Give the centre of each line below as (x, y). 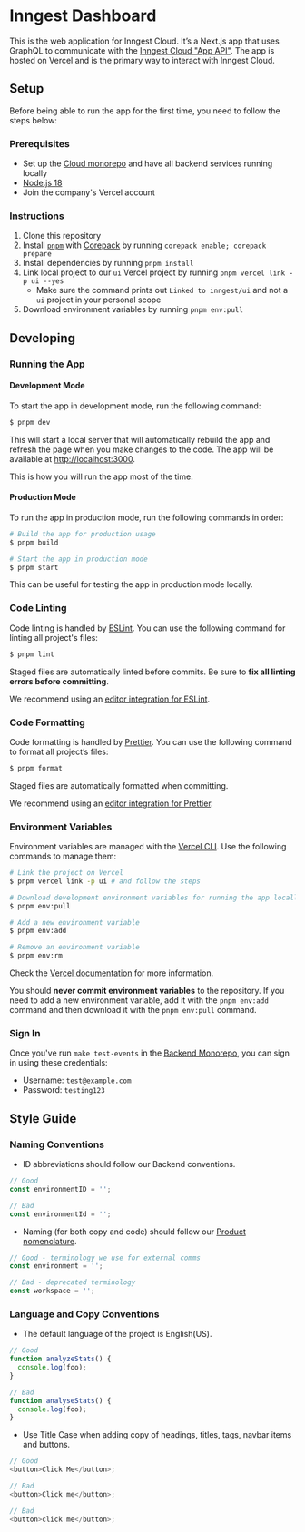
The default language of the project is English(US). (117, 1334)
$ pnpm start (34, 567)
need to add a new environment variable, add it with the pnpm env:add (139, 1000)
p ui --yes (43, 281)
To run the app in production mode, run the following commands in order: (147, 517)
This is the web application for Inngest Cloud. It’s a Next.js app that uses (144, 41)
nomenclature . (49, 1241)
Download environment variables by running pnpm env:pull (133, 309)
